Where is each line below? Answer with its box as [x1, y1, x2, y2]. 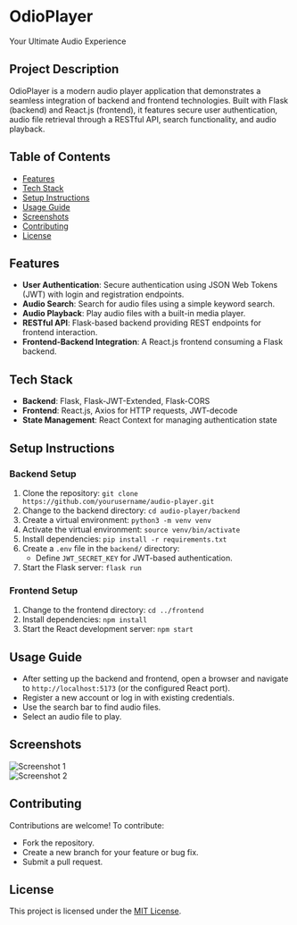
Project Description [9, 62, 120, 77]
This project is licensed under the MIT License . [9, 905, 182, 917]
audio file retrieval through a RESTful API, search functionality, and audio [9, 114, 276, 124]
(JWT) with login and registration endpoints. [21, 289, 185, 300]
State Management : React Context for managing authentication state [21, 415, 278, 425]
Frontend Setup [9, 584, 78, 596]
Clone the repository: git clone [21, 487, 138, 498]
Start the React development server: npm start [21, 624, 194, 635]
